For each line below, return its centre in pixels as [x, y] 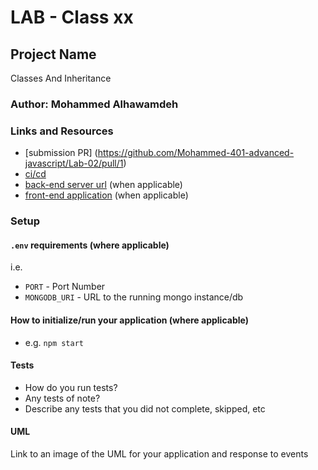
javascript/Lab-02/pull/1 [74, 163]
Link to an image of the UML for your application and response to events [159, 453]
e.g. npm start [54, 342]
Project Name [53, 54]
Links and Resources [62, 131]
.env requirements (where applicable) [90, 245]
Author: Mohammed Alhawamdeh [94, 104]
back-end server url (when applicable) [103, 185]
